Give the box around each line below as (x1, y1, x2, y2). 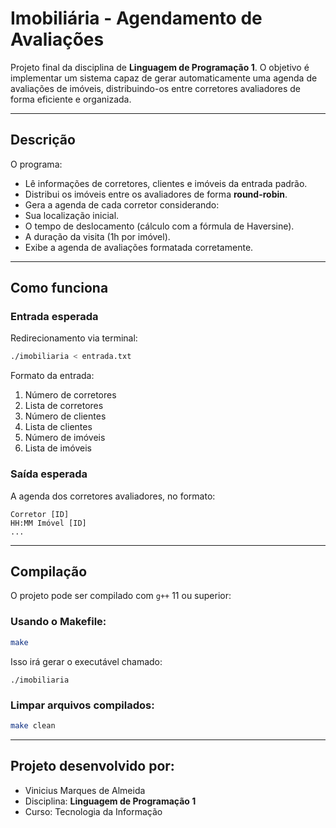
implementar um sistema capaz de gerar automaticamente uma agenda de (10, 72, 318, 84)
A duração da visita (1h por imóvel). (24, 230, 171, 242)
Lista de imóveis (24, 442, 92, 454)
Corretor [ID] (10, 509, 70, 519)
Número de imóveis (24, 432, 106, 444)
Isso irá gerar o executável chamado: (10, 655, 163, 667)
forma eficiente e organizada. (10, 93, 132, 105)
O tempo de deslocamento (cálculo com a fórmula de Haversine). (24, 220, 295, 232)
